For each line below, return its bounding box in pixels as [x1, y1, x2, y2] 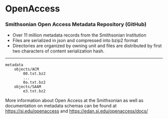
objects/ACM [14, 67, 39, 72]
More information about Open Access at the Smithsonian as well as [5, 97, 143, 103]
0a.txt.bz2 [23, 80, 46, 85]
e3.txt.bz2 [23, 88, 46, 94]
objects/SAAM [14, 84, 41, 89]
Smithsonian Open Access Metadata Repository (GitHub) [5, 21, 146, 28]
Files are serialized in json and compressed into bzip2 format [12, 37, 138, 43]
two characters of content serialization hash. [12, 48, 105, 54]
